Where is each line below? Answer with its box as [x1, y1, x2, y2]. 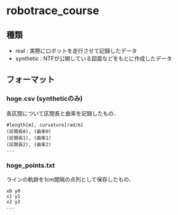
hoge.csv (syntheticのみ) [6, 95, 83, 103]
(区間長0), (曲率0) [6, 128, 52, 135]
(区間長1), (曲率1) [6, 135, 52, 141]
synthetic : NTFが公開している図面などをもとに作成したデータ [15, 55, 172, 62]
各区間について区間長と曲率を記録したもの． [6, 109, 120, 117]
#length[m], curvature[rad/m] [6, 122, 84, 128]
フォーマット [6, 74, 55, 85]
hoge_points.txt [6, 161, 55, 170]
